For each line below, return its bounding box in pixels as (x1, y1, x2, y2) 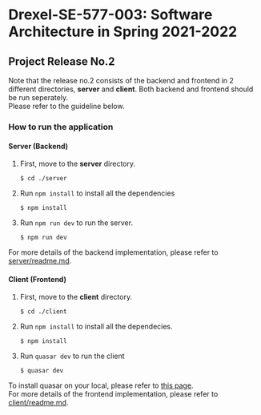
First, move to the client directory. (19, 292, 133, 302)
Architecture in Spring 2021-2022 (8, 22, 238, 41)
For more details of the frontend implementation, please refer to (8, 389, 219, 399)
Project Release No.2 (8, 54, 115, 68)
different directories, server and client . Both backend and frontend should (8, 84, 254, 94)
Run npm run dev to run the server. (19, 218, 134, 228)
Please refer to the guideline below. (8, 102, 125, 111)
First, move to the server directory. (19, 159, 136, 169)
